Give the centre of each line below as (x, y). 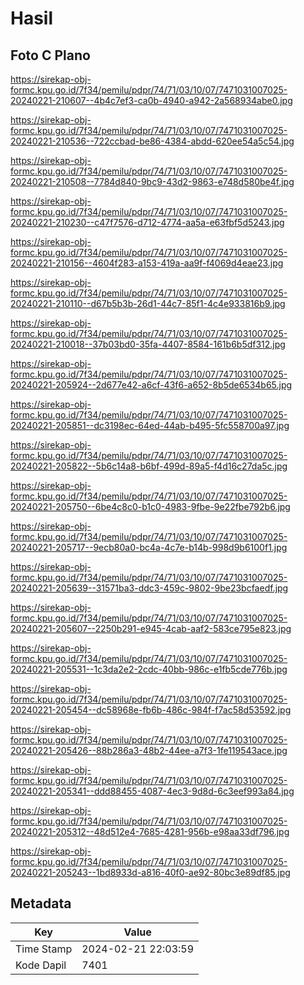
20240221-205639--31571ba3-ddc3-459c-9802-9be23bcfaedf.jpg (149, 588)
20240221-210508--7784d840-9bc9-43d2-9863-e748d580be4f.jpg (152, 181)
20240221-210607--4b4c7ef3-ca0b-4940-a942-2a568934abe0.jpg (151, 100)
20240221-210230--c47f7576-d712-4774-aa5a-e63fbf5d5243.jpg (147, 222)
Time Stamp (44, 949)
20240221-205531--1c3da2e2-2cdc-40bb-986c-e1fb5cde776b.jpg (149, 669)
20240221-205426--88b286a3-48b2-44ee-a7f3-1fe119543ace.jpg (149, 750)
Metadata (41, 903)
